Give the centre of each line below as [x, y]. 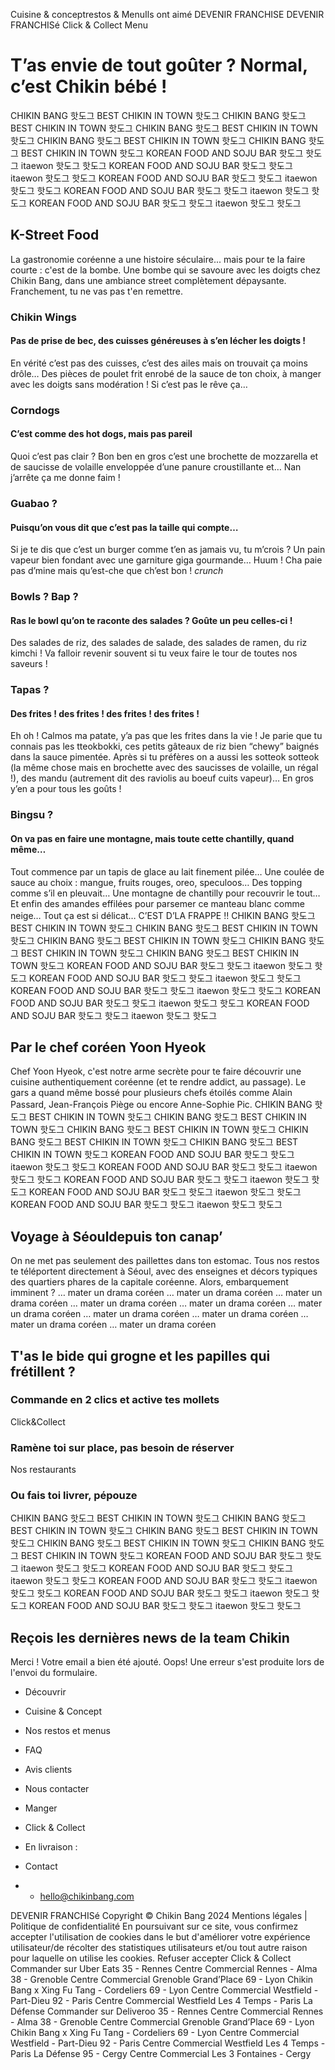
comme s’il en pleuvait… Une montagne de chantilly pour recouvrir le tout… [165, 893]
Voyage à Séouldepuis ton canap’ [116, 1236]
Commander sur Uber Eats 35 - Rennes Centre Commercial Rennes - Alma [164, 1969]
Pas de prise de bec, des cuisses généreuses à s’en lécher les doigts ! [158, 341]
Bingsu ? [32, 815]
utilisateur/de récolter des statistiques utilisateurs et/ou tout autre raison [159, 1948]
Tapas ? [30, 690]
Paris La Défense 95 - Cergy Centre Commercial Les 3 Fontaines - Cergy [161, 2054]
